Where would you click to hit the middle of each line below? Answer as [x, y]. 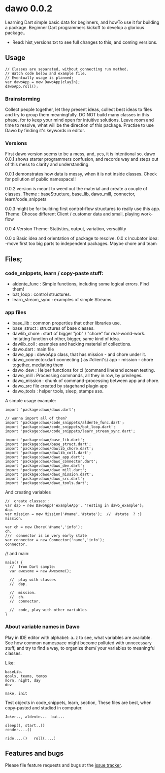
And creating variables [28, 492]
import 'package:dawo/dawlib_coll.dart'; [48, 453]
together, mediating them [38, 365]
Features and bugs [34, 754]
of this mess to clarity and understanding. [47, 164]
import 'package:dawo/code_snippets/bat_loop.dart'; [60, 427]
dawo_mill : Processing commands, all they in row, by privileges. [77, 376]
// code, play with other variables [48, 610]
